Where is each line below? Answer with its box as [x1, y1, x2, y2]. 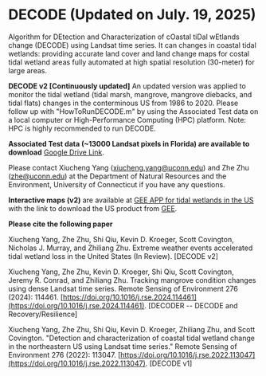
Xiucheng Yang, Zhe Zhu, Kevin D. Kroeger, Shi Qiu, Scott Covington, [8, 267, 234, 276]
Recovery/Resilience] [8, 309, 78, 319]
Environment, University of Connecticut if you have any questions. [8, 179, 225, 189]
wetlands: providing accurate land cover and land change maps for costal [8, 49, 249, 58]
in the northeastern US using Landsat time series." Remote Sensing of [8, 341, 237, 351]
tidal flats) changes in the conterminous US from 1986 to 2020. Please [8, 98, 239, 108]
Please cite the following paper [8, 219, 113, 229]
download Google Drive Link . [8, 147, 105, 157]
